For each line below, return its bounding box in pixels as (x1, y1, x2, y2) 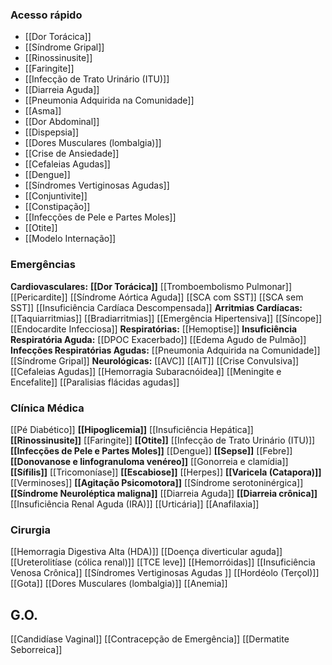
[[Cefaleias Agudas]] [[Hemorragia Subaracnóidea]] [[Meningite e (10, 365, 282, 377)
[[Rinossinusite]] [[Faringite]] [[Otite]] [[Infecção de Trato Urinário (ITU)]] (10, 434, 316, 446)
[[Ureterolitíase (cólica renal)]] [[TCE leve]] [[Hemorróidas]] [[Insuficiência (10, 556, 316, 568)
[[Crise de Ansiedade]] (24, 148, 120, 160)
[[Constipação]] (24, 201, 91, 213)
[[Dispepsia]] (24, 126, 80, 138)
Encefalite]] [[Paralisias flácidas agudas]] (10, 376, 180, 388)
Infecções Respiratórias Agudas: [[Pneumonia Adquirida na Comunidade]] (10, 344, 321, 356)
